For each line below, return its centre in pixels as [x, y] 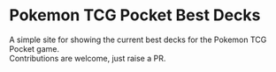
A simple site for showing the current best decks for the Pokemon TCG [138, 40]
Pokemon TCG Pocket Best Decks [135, 15]
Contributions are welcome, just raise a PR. [88, 58]
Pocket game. [34, 48]
